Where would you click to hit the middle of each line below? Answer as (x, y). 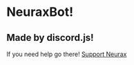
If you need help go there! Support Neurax (67, 54)
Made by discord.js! (50, 38)
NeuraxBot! (40, 12)
